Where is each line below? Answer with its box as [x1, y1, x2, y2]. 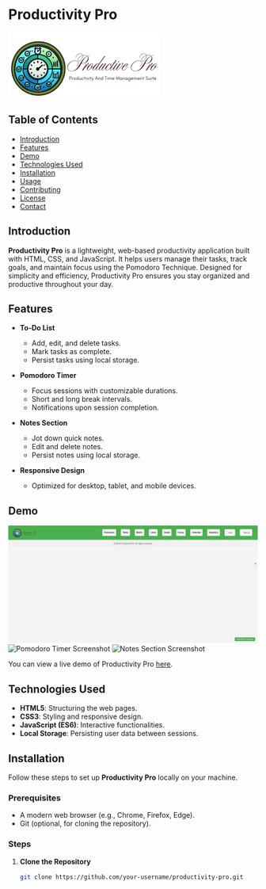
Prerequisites [8, 792, 61, 803]
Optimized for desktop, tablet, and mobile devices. [31, 481, 196, 490]
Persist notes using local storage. [31, 450, 141, 460]
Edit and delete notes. [31, 442, 103, 452]
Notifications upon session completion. [31, 403, 160, 413]
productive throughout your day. [8, 279, 114, 288]
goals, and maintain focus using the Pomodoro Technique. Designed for [8, 262, 243, 272]
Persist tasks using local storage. [31, 355, 140, 365]
